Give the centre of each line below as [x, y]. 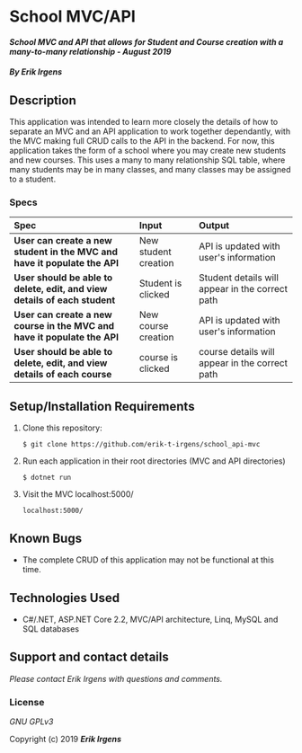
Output [214, 226]
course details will [237, 352]
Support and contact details [89, 657]
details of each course [63, 375]
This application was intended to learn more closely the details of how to [144, 122]
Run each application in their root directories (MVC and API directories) [154, 461]
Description [43, 100]
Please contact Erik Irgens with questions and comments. [116, 678]
